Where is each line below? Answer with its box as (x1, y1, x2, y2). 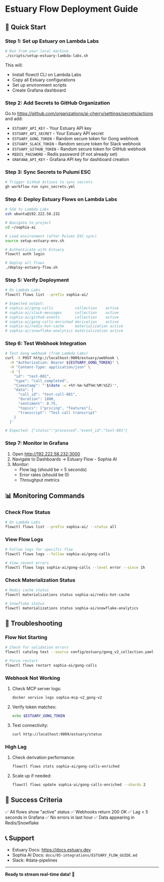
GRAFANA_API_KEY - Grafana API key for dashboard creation (12, 156, 129, 162)
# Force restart (5, 658, 38, 664)
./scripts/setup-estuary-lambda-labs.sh (5, 53, 89, 58)
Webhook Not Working (5, 674, 60, 681)
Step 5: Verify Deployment (5, 277, 69, 283)
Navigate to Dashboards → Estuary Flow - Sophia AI (12, 456, 117, 462)
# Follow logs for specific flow (5, 547, 73, 552)
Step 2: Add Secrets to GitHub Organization (5, 99, 110, 106)
